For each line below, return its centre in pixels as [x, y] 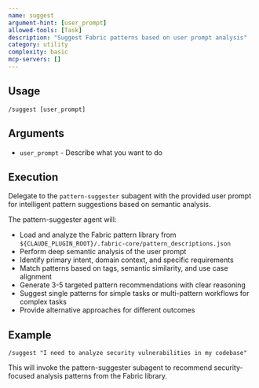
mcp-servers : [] [35, 60]
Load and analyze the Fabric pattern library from [98, 235]
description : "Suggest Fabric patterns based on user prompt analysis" [128, 37]
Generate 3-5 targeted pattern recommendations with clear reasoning [132, 285]
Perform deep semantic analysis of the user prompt [103, 252]
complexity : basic [38, 52]
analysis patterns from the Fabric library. [102, 376]
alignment [36, 277]
